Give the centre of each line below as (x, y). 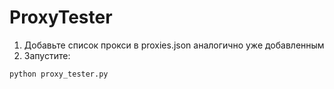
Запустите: (47, 55)
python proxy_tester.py (59, 74)
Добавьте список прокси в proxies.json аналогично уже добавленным (174, 45)
